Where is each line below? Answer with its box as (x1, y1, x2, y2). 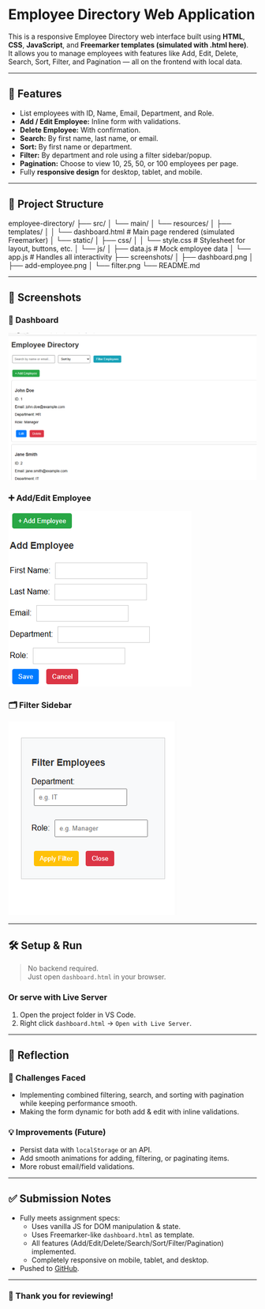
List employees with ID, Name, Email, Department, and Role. (19, 108, 215, 118)
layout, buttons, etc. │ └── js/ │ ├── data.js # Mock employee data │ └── (8, 244, 251, 253)
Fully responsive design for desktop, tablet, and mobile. (19, 167, 203, 176)
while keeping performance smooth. (19, 1099, 138, 1108)
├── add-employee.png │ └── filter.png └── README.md (8, 260, 200, 270)
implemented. (31, 1247, 77, 1256)
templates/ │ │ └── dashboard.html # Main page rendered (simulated (8, 227, 235, 236)
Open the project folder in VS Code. (19, 1010, 136, 1020)
